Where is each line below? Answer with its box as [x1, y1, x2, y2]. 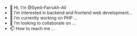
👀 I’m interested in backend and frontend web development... [9, 10, 133, 16]
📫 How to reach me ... [9, 26, 55, 31]
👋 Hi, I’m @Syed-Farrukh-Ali [9, 5, 67, 10]
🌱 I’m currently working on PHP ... [9, 15, 78, 20]
